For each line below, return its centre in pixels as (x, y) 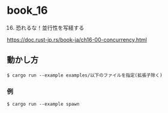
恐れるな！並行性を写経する (50, 28)
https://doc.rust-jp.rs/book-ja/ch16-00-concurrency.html (77, 39)
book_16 (27, 10)
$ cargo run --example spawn (43, 104)
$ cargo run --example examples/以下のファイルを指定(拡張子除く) (85, 75)
